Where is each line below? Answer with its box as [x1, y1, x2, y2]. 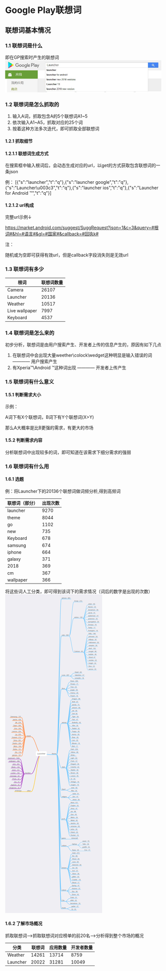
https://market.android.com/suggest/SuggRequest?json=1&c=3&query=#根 [5, 225, 159, 231]
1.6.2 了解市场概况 [5, 921, 43, 927]
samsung [7, 542, 26, 548]
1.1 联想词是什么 [5, 42, 43, 49]
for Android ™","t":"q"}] [5, 190, 52, 196]
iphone [7, 549, 22, 555]
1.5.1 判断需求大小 [5, 391, 41, 397]
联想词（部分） [7, 500, 38, 506]
